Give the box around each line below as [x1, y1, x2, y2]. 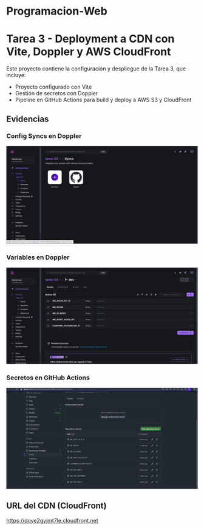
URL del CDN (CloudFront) [6, 501, 107, 511]
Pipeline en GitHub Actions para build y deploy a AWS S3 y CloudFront [15, 96, 192, 104]
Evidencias [6, 114, 49, 124]
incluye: [6, 72, 26, 79]
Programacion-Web [6, 4, 107, 18]
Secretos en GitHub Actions [6, 373, 90, 382]
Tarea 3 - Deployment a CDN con [6, 32, 175, 46]
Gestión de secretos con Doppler [15, 90, 98, 97]
